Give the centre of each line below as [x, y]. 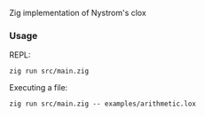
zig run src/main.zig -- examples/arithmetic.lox [103, 104]
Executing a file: [39, 88]
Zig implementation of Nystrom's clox [78, 13]
